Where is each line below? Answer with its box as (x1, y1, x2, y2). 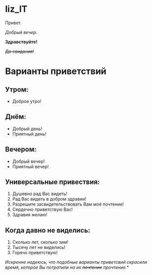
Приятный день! (12, 131, 46, 137)
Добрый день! (12, 126, 42, 132)
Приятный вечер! (12, 164, 49, 170)
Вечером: (5, 145, 37, 154)
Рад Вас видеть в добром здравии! (12, 196, 86, 202)
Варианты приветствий (5, 66, 107, 77)
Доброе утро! (12, 98, 41, 104)
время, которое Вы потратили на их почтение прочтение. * (5, 265, 129, 271)
